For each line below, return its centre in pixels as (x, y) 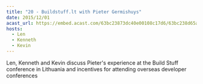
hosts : (14, 29)
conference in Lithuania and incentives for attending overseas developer (96, 69)
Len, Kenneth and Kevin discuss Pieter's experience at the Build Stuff (92, 63)
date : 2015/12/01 (28, 18)
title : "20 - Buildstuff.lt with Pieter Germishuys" (74, 12)
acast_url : (20, 23)
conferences (22, 76)
